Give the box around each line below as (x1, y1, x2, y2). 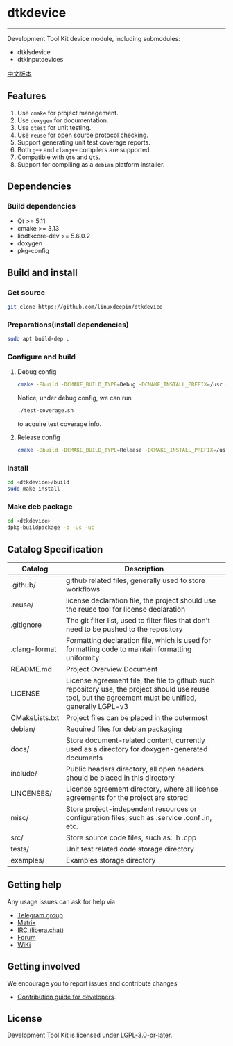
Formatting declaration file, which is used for (65, 636, 212, 645)
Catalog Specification (7, 544, 103, 555)
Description (124, 564, 164, 573)
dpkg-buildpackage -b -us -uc (7, 524, 95, 531)
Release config (17, 433, 60, 442)
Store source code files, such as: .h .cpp (65, 833, 197, 842)
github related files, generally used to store (65, 575, 206, 585)
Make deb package (7, 502, 73, 512)
